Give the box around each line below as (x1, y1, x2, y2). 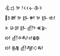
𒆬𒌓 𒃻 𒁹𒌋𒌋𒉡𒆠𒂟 (5, 5, 42, 10)
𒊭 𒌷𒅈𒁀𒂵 (5, 35, 41, 40)
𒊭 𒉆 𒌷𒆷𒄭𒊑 (5, 45, 44, 50)
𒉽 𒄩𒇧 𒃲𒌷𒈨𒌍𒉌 (5, 25, 48, 30)
